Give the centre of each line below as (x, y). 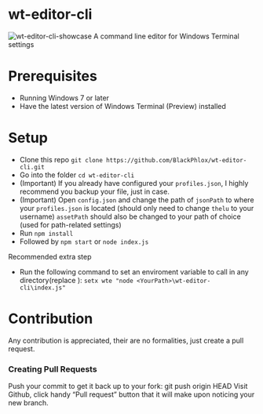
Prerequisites (53, 76)
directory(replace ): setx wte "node (76, 280)
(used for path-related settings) (70, 224)
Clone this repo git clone (61, 159)
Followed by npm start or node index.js (84, 241)
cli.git (32, 167)
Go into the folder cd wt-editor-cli (77, 175)
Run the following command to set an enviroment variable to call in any (134, 271)
